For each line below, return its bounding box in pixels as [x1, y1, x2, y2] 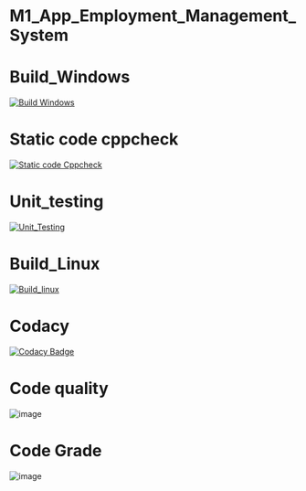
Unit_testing [9, 191, 104, 212]
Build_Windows [9, 67, 131, 88]
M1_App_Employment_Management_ [9, 5, 297, 27]
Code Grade [9, 441, 102, 461]
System [9, 25, 69, 46]
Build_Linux [9, 253, 100, 274]
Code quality [9, 379, 110, 399]
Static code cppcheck [9, 129, 179, 150]
